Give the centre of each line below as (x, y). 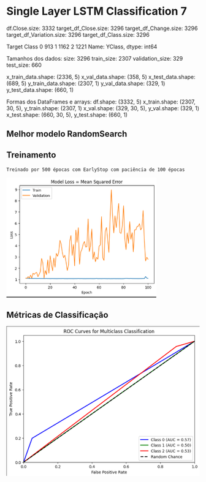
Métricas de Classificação (57, 314)
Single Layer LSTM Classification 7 (97, 11)
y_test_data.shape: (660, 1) (40, 89)
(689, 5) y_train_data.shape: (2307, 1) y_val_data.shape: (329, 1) (86, 83)
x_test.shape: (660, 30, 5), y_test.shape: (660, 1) (67, 115)
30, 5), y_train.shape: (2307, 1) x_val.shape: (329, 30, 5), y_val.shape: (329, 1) (103, 108)
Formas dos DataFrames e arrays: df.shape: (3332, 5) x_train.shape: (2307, (101, 102)
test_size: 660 (24, 65)
